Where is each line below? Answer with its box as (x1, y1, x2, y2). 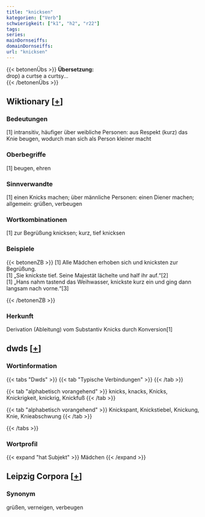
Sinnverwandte (6, 179, 53, 188)
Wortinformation (6, 362, 57, 371)
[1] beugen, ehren (6, 164, 51, 172)
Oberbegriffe (6, 151, 46, 159)
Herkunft (6, 312, 34, 320)
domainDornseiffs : (6, 43, 53, 50)
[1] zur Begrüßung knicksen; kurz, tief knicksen (6, 229, 125, 236)
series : (6, 32, 26, 38)
